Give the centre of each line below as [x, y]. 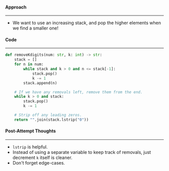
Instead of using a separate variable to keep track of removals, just [82, 152]
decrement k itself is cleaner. [43, 157]
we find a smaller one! [35, 28]
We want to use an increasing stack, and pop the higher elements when [87, 23]
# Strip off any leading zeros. [48, 115]
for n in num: [29, 64]
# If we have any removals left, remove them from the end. [78, 92]
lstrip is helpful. [30, 147]
